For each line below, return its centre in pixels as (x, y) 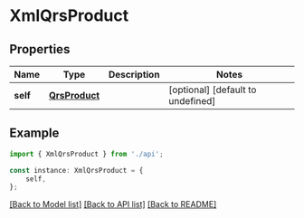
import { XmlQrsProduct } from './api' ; (87, 154)
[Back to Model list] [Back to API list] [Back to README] (113, 204)
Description (134, 75)
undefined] (192, 101)
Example (34, 133)
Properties (40, 49)
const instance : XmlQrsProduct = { (76, 170)
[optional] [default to (213, 90)
